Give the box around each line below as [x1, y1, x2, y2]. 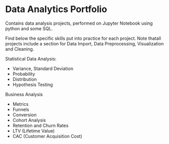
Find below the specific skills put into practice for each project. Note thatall [5, 35, 161, 41]
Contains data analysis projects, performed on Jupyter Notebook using [5, 20, 153, 26]
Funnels [12, 106, 29, 112]
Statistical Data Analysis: [5, 55, 57, 61]
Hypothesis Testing [12, 82, 53, 88]
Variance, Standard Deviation [12, 65, 74, 71]
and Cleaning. [5, 46, 34, 52]
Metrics [12, 101, 29, 107]
